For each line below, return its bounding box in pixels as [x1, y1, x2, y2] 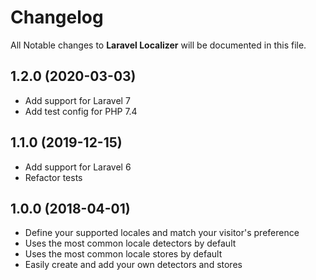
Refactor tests [24, 171, 83, 183]
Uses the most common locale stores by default [24, 248, 223, 260]
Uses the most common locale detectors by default [24, 237, 237, 250]
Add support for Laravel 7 [24, 94, 131, 106]
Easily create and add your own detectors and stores [24, 259, 243, 271]
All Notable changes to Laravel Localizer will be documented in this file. [10, 39, 307, 51]
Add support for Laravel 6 [24, 161, 132, 173]
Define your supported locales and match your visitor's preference [24, 227, 300, 239]
